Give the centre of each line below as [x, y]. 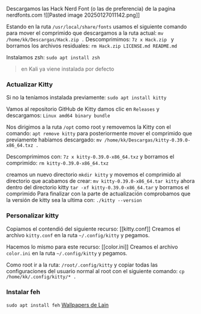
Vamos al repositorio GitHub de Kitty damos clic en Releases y [83, 109]
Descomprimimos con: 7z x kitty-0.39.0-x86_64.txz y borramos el [90, 157]
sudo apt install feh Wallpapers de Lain [58, 304]
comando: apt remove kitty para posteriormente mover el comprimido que [99, 134]
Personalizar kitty [32, 216]
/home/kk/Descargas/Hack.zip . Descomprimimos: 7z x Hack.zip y [90, 39]
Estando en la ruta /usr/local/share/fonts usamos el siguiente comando [97, 27]
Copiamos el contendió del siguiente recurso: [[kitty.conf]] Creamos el [93, 229]
